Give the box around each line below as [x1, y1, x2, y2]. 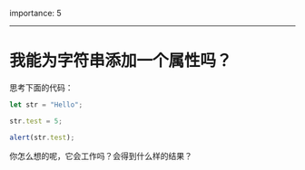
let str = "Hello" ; [9, 99, 84, 109]
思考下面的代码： [9, 81, 74, 93]
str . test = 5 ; [9, 117, 64, 126]
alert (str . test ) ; [9, 133, 75, 142]
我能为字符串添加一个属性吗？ [9, 51, 233, 71]
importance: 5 [9, 8, 62, 18]
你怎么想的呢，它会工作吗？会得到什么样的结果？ [9, 150, 192, 161]
